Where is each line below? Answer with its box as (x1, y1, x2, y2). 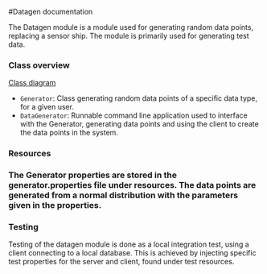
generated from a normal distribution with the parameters (8, 189, 239, 201)
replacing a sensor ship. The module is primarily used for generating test (8, 31, 249, 40)
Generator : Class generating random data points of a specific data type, (19, 93, 258, 103)
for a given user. (19, 102, 75, 112)
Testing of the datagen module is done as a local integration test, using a (8, 239, 249, 249)
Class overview (8, 60, 70, 71)
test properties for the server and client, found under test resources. (8, 257, 235, 267)
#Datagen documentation (8, 7, 93, 16)
